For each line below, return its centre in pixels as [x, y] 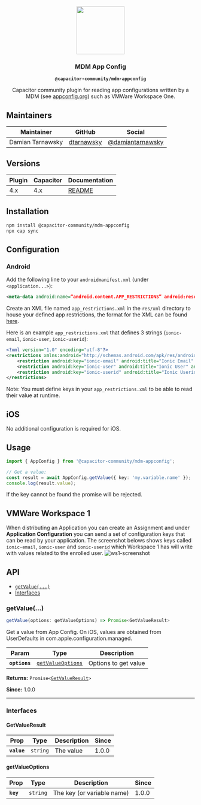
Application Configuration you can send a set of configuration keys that [96, 534]
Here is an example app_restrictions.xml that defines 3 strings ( [86, 333]
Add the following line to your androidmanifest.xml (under [77, 280]
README [81, 190]
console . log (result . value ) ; [41, 483]
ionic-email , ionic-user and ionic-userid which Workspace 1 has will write [100, 547]
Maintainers [29, 115]
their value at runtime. [33, 395]
